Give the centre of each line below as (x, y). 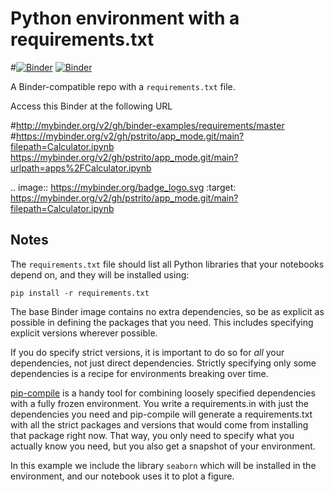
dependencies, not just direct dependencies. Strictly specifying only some (163, 363)
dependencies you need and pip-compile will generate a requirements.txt (161, 414)
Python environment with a (125, 18)
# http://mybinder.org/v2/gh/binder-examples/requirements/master (147, 125)
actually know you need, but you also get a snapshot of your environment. (163, 446)
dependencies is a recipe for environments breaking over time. (139, 373)
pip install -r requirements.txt (80, 293)
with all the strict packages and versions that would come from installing (159, 424)
